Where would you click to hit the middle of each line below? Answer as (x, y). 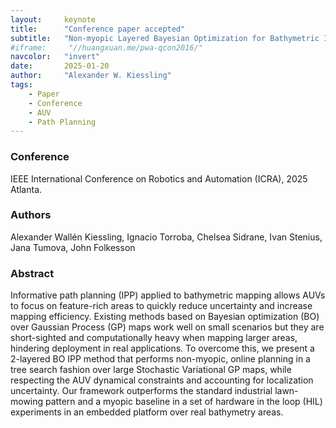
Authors (31, 215)
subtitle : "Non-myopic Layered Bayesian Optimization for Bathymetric (165, 38)
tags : (21, 85)
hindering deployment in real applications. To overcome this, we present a (162, 348)
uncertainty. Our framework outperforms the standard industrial (141, 391)
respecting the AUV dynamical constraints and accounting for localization (162, 380)
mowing (27, 402)
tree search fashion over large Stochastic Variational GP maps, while (151, 370)
